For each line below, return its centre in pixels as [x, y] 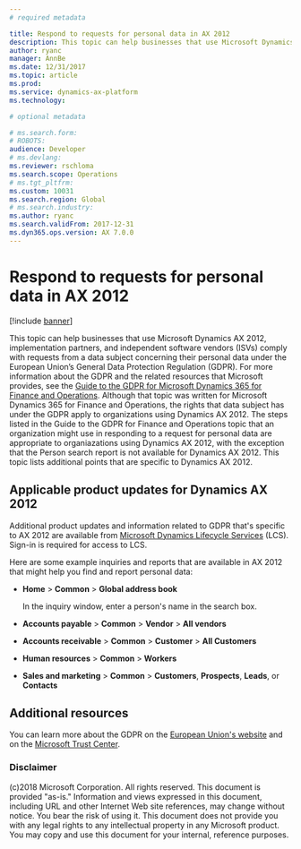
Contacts [40, 685]
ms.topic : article [43, 76]
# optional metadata [48, 116]
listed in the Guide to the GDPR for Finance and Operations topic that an [142, 424]
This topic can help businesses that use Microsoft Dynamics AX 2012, [138, 338]
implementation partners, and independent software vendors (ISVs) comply [149, 347]
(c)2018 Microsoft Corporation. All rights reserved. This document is [135, 787]
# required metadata [48, 17]
